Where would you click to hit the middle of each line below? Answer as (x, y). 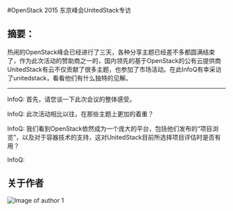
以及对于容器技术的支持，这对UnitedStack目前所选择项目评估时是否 (118, 137)
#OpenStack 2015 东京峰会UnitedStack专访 (69, 10)
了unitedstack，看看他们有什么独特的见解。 (69, 77)
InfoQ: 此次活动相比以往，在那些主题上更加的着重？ (80, 113)
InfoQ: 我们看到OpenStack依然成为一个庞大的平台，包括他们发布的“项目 (110, 128)
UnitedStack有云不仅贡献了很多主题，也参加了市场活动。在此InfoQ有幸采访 (114, 69)
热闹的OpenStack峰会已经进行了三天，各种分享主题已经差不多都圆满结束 (111, 52)
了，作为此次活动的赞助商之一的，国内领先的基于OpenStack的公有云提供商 (114, 60)
